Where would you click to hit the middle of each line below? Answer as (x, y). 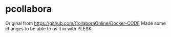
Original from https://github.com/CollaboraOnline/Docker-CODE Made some (86, 23)
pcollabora (29, 9)
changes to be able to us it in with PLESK (49, 28)
